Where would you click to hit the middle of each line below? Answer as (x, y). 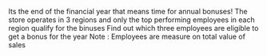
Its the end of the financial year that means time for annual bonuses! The (128, 11)
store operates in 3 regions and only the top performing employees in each (132, 20)
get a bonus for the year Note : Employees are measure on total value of (127, 36)
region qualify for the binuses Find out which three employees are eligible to (133, 28)
